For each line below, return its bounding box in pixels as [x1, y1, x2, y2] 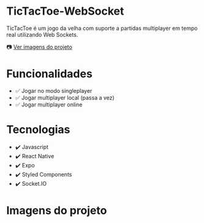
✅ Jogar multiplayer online [15, 101, 83, 108]
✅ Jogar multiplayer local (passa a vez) [15, 93, 115, 101]
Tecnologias [6, 123, 70, 137]
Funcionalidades [6, 67, 93, 81]
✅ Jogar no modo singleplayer [15, 87, 93, 94]
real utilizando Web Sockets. [6, 31, 78, 38]
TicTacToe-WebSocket [6, 4, 124, 18]
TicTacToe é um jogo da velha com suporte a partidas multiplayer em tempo [6, 24, 198, 32]
